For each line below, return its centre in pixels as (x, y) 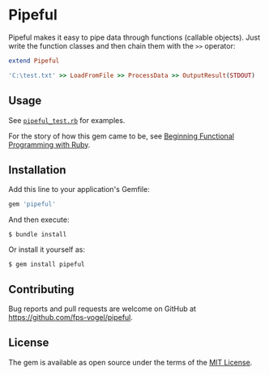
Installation (37, 170)
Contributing (41, 289)
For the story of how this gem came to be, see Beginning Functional (122, 136)
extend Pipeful (34, 61)
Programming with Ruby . (49, 144)
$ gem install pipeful (47, 265)
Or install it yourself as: (47, 249)
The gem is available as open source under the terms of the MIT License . (130, 362)
